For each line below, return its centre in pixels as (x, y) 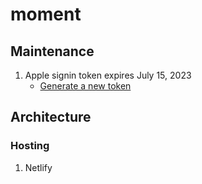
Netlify (38, 167)
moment (46, 14)
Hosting (30, 146)
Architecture (51, 117)
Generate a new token (85, 86)
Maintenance (52, 51)
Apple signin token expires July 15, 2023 (108, 75)
